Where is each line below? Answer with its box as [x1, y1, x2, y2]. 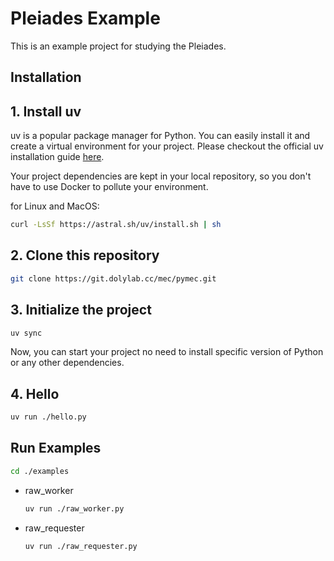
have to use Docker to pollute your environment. [10, 181, 209, 193]
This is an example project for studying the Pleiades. [10, 40, 227, 52]
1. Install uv [10, 103, 82, 120]
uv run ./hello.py [10, 412, 87, 422]
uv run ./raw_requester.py [24, 541, 138, 551]
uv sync [10, 328, 43, 338]
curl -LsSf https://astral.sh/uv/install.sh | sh [10, 220, 222, 230]
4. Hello [10, 385, 60, 402]
